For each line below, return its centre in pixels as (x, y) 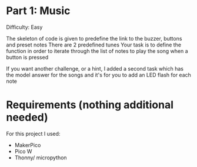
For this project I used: (33, 133)
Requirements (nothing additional (90, 105)
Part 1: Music (38, 11)
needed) (27, 117)
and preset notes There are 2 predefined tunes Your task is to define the (94, 45)
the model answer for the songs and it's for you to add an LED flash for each (98, 75)
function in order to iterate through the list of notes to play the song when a (97, 51)
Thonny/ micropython (41, 158)
